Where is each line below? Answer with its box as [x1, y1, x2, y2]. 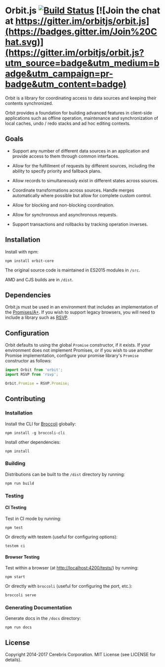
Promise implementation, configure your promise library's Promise [5, 353, 139, 359]
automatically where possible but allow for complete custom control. [12, 192, 152, 198]
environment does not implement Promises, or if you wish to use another [5, 347, 153, 354]
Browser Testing [5, 554, 40, 560]
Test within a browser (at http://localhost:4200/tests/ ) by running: [5, 565, 139, 571]
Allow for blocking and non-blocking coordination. [12, 202, 115, 208]
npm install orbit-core [5, 258, 54, 263]
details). [5, 657, 22, 663]
